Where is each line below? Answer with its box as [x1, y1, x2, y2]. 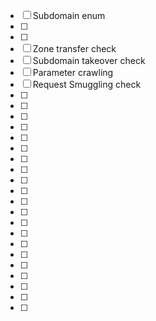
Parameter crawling [32, 67, 114, 78]
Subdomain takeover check [32, 55, 146, 66]
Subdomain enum [32, 10, 106, 21]
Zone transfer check [32, 43, 117, 54]
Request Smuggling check [32, 79, 142, 90]
